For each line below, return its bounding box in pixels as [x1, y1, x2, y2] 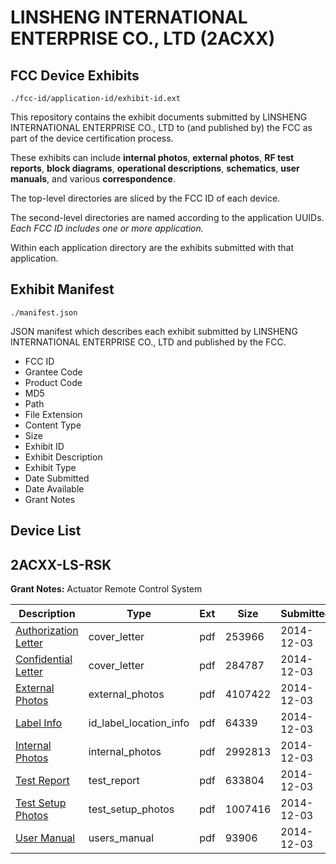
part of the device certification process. [10, 132, 174, 144]
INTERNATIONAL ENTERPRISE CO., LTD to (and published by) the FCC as [10, 122, 313, 133]
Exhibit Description [24, 451, 103, 463]
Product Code [24, 376, 83, 388]
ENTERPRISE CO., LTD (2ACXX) [10, 27, 276, 50]
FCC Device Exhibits [10, 67, 140, 84]
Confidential [15, 652, 73, 666]
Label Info [15, 716, 63, 730]
